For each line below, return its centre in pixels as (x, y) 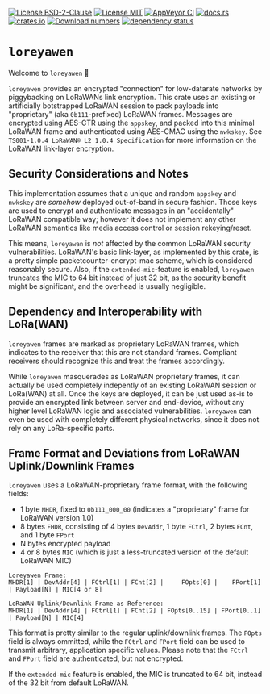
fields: (19, 494)
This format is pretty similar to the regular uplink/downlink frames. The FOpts (135, 633)
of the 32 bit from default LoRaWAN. (69, 683)
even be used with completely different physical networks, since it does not (134, 419)
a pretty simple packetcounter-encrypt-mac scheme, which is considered (131, 260)
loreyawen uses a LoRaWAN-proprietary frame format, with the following (128, 485)
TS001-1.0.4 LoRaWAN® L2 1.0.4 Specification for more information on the (133, 140)
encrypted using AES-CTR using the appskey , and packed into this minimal (132, 123)
